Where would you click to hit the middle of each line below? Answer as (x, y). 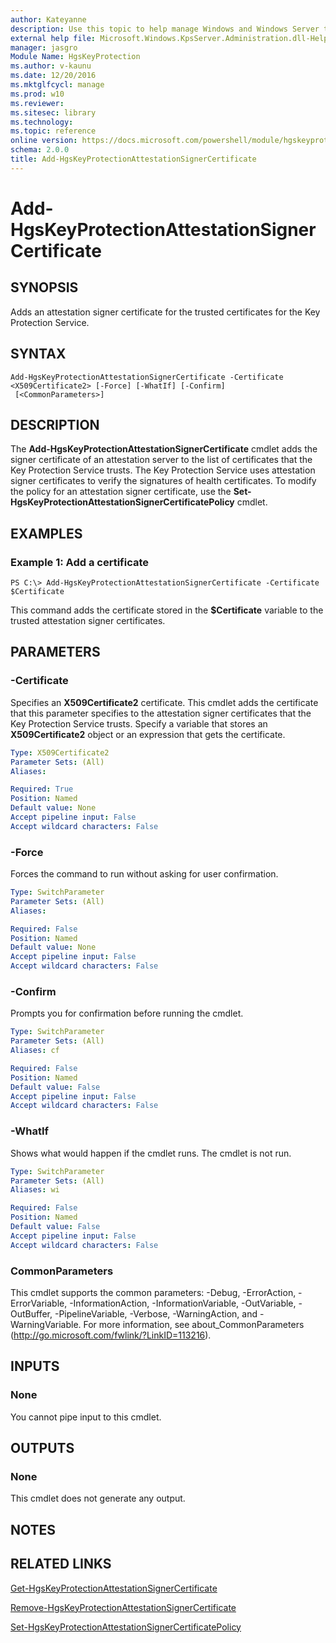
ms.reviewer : (37, 103)
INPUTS (35, 1366)
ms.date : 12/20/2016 (53, 76)
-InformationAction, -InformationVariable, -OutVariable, (183, 1303)
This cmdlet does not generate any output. (98, 1498)
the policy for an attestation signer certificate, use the (121, 492)
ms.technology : (42, 122)
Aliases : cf (35, 1051)
